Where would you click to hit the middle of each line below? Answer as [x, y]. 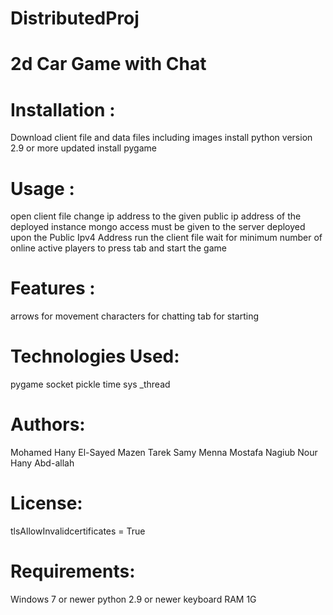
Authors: [48, 424]
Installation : [63, 109]
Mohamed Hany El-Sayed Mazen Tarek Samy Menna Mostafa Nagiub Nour [164, 453]
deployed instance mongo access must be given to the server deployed [158, 227]
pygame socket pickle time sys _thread [90, 384]
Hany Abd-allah [42, 463]
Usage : [42, 188]
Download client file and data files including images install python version [161, 138]
